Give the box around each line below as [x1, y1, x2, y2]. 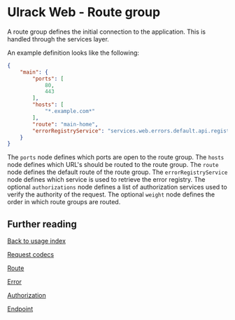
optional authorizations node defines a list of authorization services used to [7, 183, 227, 192]
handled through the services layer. [7, 34, 110, 43]
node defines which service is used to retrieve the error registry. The [7, 175, 206, 184]
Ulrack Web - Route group [7, 4, 161, 20]
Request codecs [7, 251, 55, 259]
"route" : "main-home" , [32, 121, 99, 128]
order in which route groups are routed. [7, 198, 121, 206]
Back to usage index [7, 236, 66, 246]
